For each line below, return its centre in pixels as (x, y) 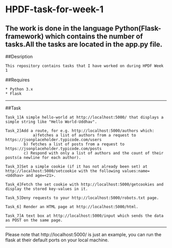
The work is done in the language (59, 28)
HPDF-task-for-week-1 (55, 9)
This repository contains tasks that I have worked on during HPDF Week (84, 66)
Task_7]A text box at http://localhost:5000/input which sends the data (84, 216)
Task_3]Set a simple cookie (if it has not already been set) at (76, 167)
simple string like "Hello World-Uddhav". (51, 122)
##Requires (17, 80)
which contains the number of (94, 36)
